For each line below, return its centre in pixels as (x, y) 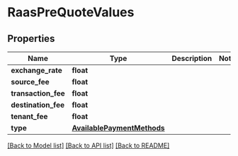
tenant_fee (29, 116)
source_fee (30, 82)
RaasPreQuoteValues (71, 12)
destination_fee (38, 105)
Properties (31, 39)
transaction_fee (38, 93)
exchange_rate (36, 70)
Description (192, 58)
